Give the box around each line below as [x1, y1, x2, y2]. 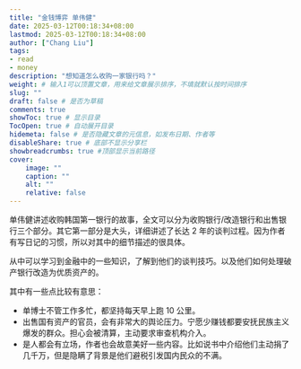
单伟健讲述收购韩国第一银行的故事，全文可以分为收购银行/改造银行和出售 [9, 215, 279, 224]
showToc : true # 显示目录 [9, 113, 101, 122]
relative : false [25, 189, 87, 198]
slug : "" [9, 88, 42, 97]
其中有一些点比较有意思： [9, 286, 104, 296]
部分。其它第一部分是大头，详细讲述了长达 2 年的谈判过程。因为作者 [32, 225, 286, 236]
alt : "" [25, 180, 54, 189]
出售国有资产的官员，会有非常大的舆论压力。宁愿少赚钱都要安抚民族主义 [21, 316, 289, 327]
